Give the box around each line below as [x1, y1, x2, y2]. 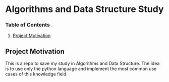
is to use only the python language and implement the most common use [5, 66, 157, 72]
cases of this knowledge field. [5, 71, 68, 77]
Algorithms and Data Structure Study [5, 3, 164, 15]
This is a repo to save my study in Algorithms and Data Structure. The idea [5, 60, 160, 66]
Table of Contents [5, 21, 50, 28]
